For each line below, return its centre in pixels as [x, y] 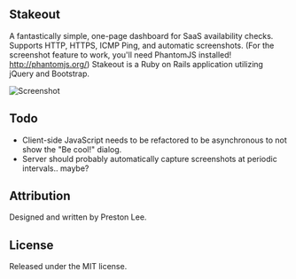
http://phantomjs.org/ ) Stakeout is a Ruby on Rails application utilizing [136, 64]
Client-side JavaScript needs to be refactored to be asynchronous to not [154, 140]
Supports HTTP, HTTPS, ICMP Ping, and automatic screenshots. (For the [142, 45]
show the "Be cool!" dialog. [72, 149]
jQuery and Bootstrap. [50, 74]
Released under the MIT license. [68, 267]
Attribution [40, 196]
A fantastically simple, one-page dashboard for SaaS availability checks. [141, 35]
